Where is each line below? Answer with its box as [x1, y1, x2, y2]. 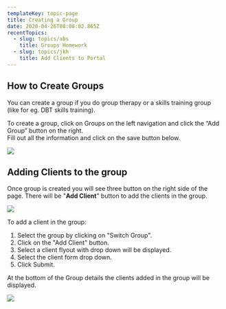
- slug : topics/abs [13, 36, 69, 43]
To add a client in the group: [7, 218, 87, 227]
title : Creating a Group [7, 16, 78, 23]
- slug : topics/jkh [13, 49, 69, 56]
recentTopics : [7, 29, 48, 36]
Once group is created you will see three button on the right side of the [7, 185, 208, 193]
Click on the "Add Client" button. [16, 238, 110, 247]
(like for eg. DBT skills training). [7, 106, 96, 114]
